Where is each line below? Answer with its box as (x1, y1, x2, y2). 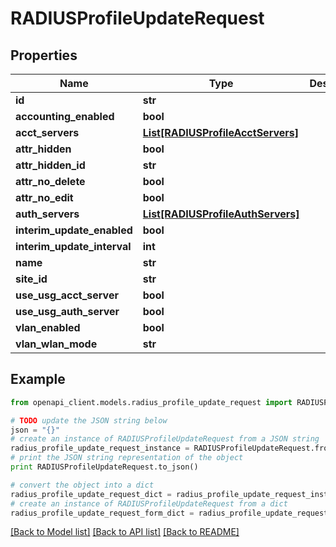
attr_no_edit (15, 191, 74, 204)
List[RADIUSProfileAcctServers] (142, 126, 299, 139)
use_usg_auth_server (15, 305, 120, 318)
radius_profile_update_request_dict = (10, 489, 172, 499)
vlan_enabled (15, 321, 81, 334)
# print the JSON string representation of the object (10, 453, 244, 463)
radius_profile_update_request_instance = (10, 443, 190, 454)
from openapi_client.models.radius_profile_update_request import (10, 397, 293, 407)
